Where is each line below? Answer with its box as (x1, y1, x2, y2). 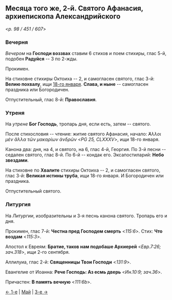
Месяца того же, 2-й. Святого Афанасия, (5, 4, 144, 13)
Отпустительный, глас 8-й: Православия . (5, 97, 97, 103)
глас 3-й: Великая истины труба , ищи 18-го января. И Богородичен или (5, 173, 164, 179)
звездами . (5, 157, 29, 163)
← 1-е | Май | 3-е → (5, 289, 48, 295)
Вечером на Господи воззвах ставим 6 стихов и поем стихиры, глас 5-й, (5, 50, 167, 57)
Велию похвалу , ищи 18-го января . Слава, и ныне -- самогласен (5, 81, 149, 87)
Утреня (5, 109, 25, 117)
